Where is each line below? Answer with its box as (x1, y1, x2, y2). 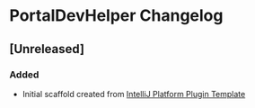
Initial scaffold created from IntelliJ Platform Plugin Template (22, 88, 246, 99)
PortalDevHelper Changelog (9, 5, 224, 26)
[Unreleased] (9, 41, 85, 57)
